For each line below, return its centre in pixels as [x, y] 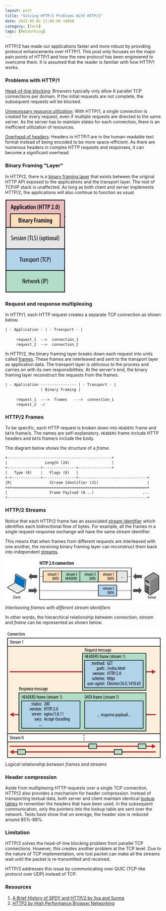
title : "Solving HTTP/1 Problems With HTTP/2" [54, 16]
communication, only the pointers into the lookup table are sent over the [79, 809]
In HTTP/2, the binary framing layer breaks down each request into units [79, 354]
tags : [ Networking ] [25, 32]
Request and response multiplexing [49, 304]
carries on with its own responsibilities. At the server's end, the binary [76, 370]
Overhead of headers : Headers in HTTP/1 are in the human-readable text [80, 137]
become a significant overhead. [38, 153]
